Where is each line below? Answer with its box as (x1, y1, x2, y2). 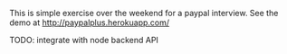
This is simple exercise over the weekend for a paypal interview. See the (9, 8, 279, 18)
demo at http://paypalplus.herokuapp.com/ (9, 17, 170, 28)
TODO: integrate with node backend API (9, 35, 158, 45)
